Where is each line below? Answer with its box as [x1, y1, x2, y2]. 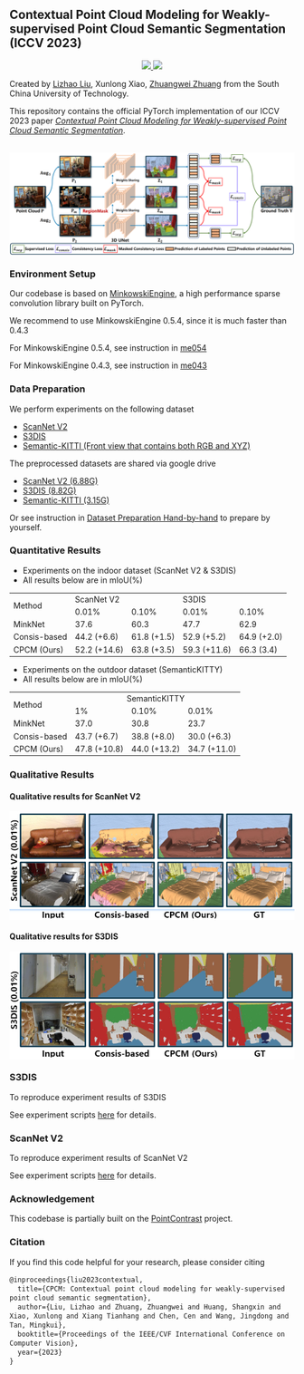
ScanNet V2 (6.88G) [22, 475, 99, 486]
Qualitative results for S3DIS [9, 931, 119, 942]
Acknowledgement [9, 1193, 95, 1205]
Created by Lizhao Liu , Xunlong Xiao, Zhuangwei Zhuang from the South [9, 78, 280, 89]
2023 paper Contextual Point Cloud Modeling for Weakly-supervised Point [9, 115, 288, 126]
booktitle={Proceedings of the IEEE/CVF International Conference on [17, 1330, 285, 1339]
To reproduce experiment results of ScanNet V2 [9, 1153, 188, 1164]
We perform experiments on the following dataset [9, 403, 195, 414]
